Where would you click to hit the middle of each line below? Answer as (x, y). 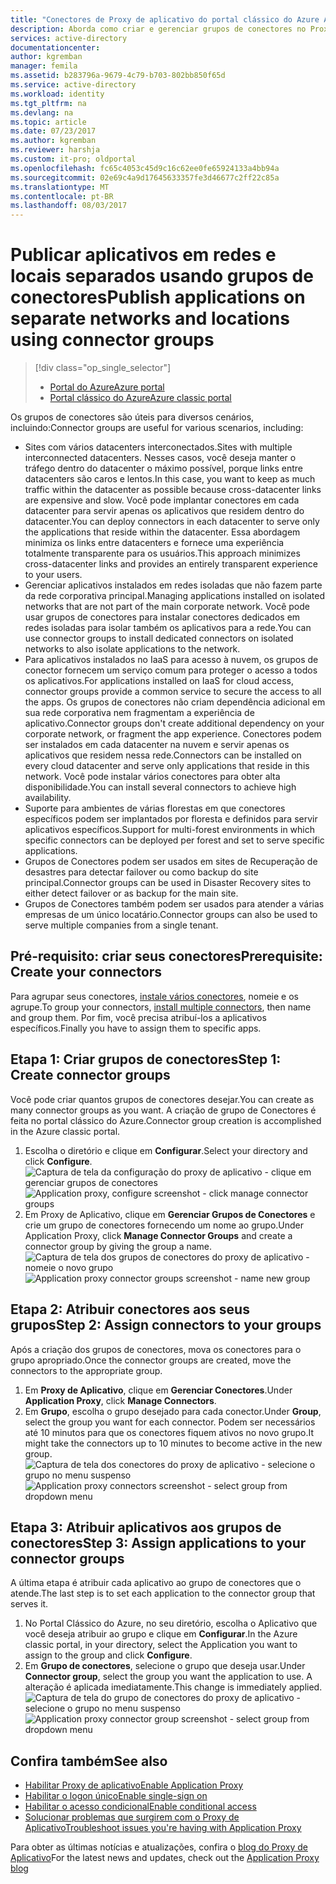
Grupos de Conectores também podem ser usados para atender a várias (174, 904)
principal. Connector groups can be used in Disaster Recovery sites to (168, 883)
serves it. (29, 1604)
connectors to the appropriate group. (86, 1370)
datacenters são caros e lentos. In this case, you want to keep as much (170, 479)
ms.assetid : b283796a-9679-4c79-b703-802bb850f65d (118, 76)
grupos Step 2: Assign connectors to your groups (166, 1325)
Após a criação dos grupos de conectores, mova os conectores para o (156, 1349)
